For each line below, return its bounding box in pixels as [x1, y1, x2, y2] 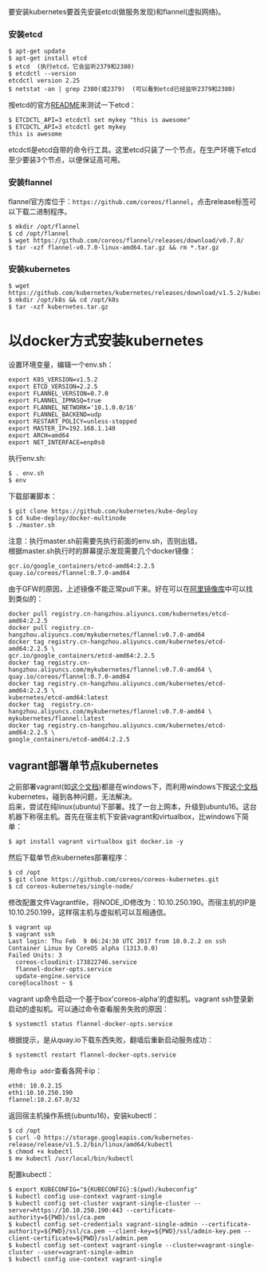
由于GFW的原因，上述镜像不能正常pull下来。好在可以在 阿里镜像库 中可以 [8, 584, 246, 593]
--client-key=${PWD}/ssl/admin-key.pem [108, 1227, 241, 1235]
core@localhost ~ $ [8, 979, 73, 987]
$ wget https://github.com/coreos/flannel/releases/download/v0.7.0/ [8, 236, 245, 245]
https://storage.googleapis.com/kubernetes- [43, 1133, 195, 1142]
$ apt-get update [8, 47, 66, 56]
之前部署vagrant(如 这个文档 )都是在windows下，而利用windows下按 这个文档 [8, 781, 258, 791]
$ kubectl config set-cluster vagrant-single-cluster [8, 1199, 191, 1207]
